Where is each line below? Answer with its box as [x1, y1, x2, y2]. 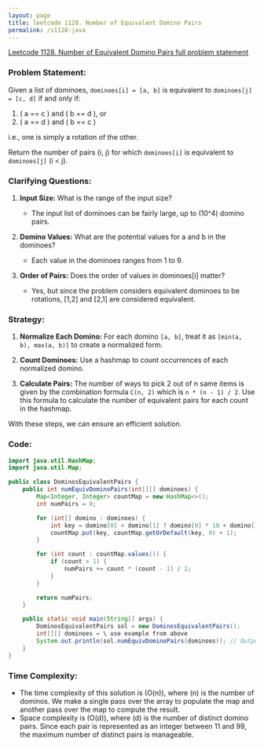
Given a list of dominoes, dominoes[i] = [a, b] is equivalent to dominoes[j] [8, 85, 253, 94]
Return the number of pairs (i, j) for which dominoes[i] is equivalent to [8, 147, 234, 157]
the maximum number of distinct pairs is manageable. [19, 730, 194, 739]
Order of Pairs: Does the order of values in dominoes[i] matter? [19, 270, 225, 280]
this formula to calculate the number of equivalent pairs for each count [19, 396, 249, 405]
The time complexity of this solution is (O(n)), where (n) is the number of [19, 688, 255, 698]
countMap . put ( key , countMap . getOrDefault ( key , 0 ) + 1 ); [49, 529, 237, 536]
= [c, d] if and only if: [8, 93, 81, 103]
